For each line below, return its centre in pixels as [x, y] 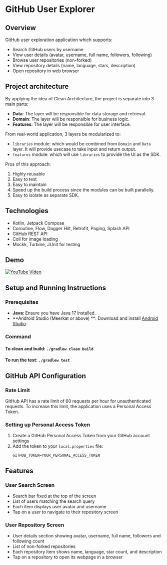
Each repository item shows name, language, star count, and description [87, 552]
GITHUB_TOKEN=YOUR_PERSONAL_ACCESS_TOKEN [56, 455]
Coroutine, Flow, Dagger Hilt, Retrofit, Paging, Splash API [71, 228]
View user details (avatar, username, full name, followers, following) [82, 55]
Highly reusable [28, 173]
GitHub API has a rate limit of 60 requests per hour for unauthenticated [78, 401]
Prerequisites [22, 302]
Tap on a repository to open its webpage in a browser [67, 557]
